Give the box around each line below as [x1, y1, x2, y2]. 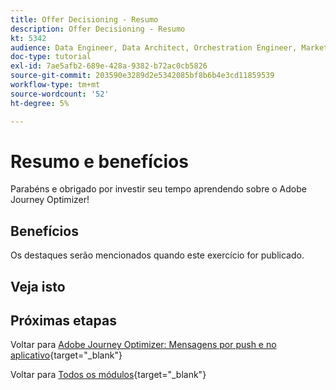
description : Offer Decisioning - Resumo [10, 24, 186, 34]
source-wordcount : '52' [10, 89, 110, 99]
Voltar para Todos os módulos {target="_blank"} [10, 369, 207, 381]
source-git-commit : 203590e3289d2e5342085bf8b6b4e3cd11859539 [10, 71, 275, 81]
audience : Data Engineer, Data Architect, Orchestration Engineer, [10, 42, 298, 53]
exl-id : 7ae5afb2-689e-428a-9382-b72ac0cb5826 [10, 61, 208, 71]
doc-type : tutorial [10, 52, 92, 62]
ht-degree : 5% [10, 98, 70, 108]
